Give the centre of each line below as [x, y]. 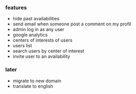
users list [22, 46]
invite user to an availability [41, 56]
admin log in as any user [39, 29]
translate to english [33, 86]
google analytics [30, 35]
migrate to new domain [37, 81]
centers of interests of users [42, 40]
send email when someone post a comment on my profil [72, 24]
